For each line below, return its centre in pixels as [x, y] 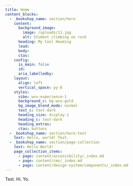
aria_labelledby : [36, 74]
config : [22, 60]
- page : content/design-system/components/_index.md [73, 165]
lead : [24, 46]
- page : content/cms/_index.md [50, 160]
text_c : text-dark [37, 110]
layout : [22, 78]
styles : [22, 92]
